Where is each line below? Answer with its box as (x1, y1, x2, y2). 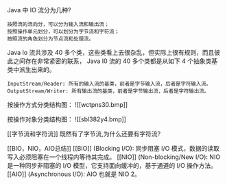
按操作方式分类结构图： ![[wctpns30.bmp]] (7, 101, 128, 108)
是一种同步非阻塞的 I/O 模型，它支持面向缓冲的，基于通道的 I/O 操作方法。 (7, 162, 217, 169)
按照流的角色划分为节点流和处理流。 (7, 36, 95, 42)
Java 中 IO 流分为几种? (7, 6, 71, 14)
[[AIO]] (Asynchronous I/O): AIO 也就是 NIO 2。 (7, 170, 141, 178)
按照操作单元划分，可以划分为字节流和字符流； (7, 28, 120, 35)
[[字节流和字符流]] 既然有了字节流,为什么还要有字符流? (7, 129, 161, 138)
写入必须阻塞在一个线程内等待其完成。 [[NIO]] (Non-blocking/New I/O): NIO (7, 153, 221, 161)
